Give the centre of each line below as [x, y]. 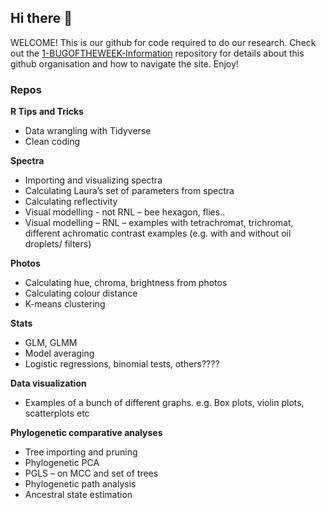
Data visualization [48, 383]
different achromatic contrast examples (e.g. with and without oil [158, 233]
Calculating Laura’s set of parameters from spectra [129, 191]
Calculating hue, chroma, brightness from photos [126, 283]
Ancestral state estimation [78, 495]
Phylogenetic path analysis [80, 484]
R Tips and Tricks [47, 112]
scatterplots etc [57, 413]
